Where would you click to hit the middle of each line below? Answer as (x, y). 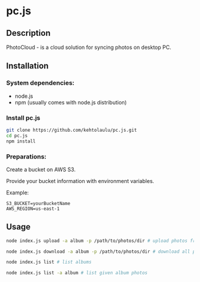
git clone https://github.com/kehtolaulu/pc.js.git (71, 130)
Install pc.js (23, 117)
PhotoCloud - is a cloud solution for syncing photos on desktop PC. (89, 47)
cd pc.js (17, 135)
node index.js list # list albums (49, 262)
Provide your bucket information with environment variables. (80, 181)
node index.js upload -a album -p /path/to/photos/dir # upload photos (97, 241)
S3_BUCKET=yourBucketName (38, 203)
